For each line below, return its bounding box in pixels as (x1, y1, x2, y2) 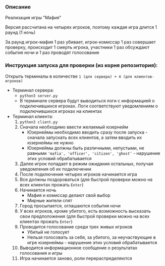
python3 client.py (19, 120, 58, 125)
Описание (5, 3, 31, 10)
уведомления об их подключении (19, 166, 92, 172)
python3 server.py (19, 93, 58, 98)
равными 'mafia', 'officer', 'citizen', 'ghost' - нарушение (27, 150, 161, 156)
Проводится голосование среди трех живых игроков (19, 223, 133, 229)
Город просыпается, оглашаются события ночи (19, 203, 121, 209)
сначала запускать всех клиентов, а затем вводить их (27, 134, 142, 140)
